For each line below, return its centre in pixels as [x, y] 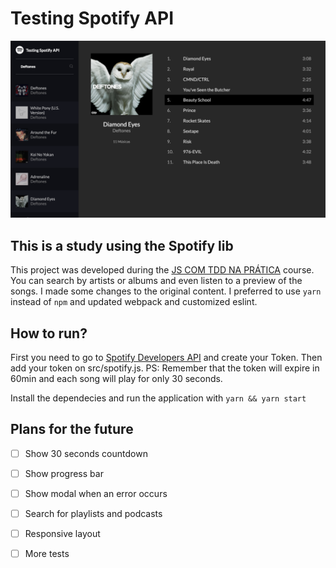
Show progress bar [64, 473]
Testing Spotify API [92, 18]
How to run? [49, 333]
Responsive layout [62, 534]
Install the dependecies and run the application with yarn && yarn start [158, 398]
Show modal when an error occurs [96, 493]
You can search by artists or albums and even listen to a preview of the [156, 281]
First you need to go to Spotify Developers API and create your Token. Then [166, 358]
